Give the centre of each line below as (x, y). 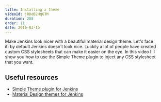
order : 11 (15, 23)
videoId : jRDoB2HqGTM (27, 14)
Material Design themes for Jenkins (48, 94)
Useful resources (32, 77)
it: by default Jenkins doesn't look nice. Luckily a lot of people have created (80, 47)
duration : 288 (19, 18)
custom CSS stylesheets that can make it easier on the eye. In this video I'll (80, 52)
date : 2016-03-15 (23, 28)
